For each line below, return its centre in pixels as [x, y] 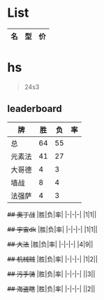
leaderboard [35, 109]
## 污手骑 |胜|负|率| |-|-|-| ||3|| [51, 273]
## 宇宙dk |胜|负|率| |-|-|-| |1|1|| [52, 229]
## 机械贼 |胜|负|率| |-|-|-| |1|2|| [52, 259]
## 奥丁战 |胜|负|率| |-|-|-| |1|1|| [52, 214]
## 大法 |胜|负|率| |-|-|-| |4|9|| [50, 244]
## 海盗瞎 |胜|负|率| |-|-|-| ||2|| [51, 289]
